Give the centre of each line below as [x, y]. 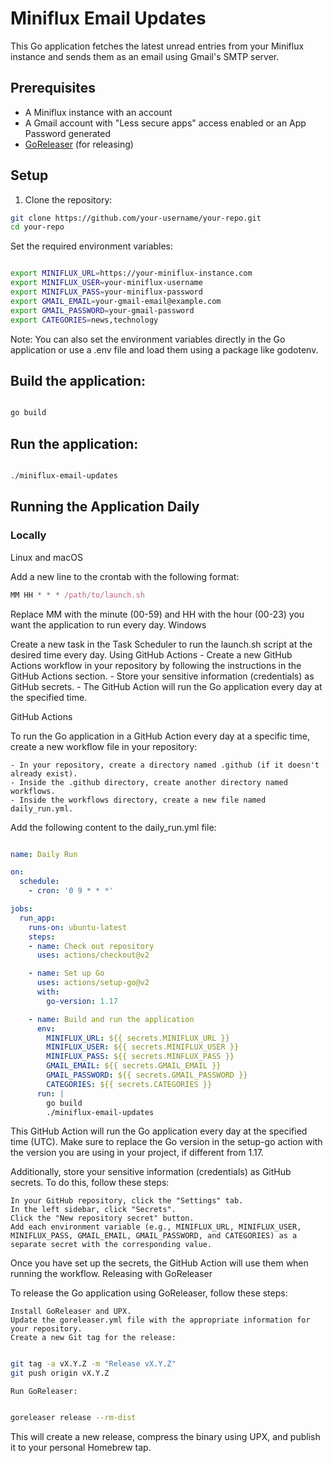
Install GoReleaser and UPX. [71, 1312]
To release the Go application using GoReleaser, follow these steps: [149, 1293]
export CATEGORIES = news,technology [84, 320]
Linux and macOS [46, 557]
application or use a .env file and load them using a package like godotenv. [164, 349]
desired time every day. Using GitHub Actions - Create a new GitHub [151, 654]
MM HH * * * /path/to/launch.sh [77, 595]
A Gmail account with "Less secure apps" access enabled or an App [165, 123]
